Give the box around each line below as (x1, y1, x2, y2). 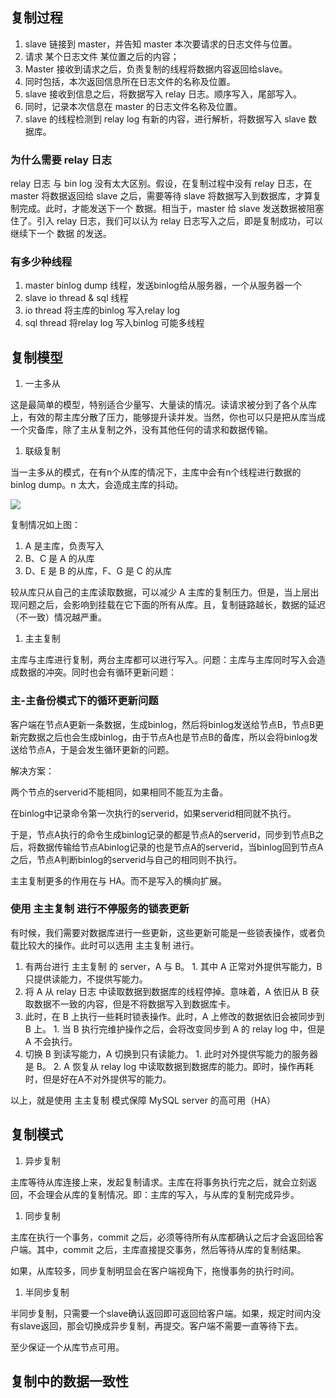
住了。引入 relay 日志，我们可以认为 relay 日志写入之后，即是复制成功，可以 (10, 215, 323, 227)
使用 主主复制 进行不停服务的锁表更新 (10, 902, 190, 916)
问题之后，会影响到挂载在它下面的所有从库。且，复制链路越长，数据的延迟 (18, 599, 326, 611)
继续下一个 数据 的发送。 (10, 228, 112, 240)
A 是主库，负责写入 (24, 540, 105, 552)
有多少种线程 (10, 255, 73, 269)
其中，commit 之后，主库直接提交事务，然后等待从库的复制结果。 (36, 1243, 307, 1255)
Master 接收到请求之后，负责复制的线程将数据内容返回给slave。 (24, 63, 288, 75)
